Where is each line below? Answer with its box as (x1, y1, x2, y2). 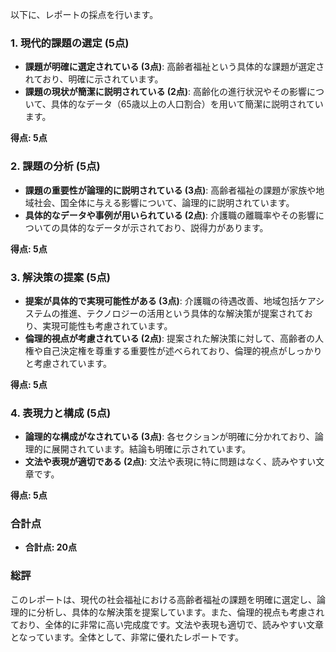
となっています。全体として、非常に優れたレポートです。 (10, 631, 244, 643)
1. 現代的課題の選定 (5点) (10, 36, 130, 50)
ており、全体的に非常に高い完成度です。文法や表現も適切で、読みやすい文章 (10, 618, 325, 630)
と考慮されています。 (24, 357, 112, 369)
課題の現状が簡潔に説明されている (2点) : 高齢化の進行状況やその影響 (24, 86, 308, 98)
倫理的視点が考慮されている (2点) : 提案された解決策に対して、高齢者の (24, 332, 315, 344)
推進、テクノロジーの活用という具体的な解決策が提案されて (59, 307, 305, 319)
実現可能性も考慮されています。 (42, 319, 173, 332)
